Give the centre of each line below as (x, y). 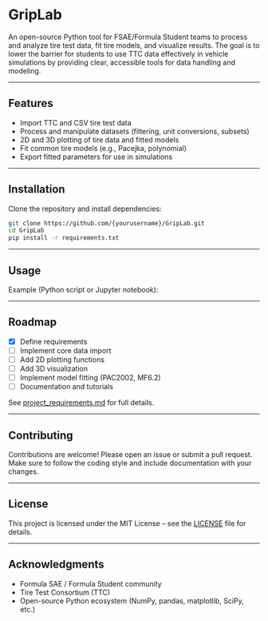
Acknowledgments (57, 565)
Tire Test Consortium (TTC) (65, 592)
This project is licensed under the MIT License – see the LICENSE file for (127, 523)
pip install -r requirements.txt (64, 238)
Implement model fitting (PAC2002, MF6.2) (90, 378)
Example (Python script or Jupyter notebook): (83, 290)
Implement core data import (65, 350)
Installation (37, 189)
